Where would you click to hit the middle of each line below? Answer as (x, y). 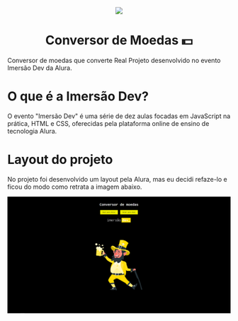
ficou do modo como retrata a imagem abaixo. (75, 187)
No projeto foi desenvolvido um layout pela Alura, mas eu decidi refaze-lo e (118, 179)
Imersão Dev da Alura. (40, 68)
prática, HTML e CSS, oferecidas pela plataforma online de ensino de (108, 123)
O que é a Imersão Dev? (78, 97)
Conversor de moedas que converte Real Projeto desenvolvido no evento (114, 60)
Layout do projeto (60, 160)
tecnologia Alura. (32, 131)
